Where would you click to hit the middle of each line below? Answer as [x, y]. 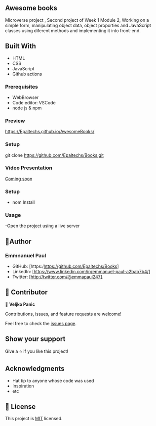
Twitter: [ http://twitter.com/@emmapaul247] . [58, 277]
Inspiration [23, 386]
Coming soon [19, 179]
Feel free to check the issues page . [41, 323]
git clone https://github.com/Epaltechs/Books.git [55, 155]
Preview [15, 121]
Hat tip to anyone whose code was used [53, 380]
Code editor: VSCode [34, 102]
